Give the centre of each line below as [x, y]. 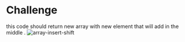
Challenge [32, 10]
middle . [16, 32]
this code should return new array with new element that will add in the [92, 26]
